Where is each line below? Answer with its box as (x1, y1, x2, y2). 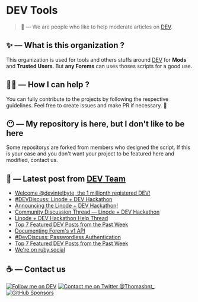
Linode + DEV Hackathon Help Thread (14, 215, 108, 222)
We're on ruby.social (14, 246, 65, 253)
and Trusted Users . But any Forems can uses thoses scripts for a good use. (6, 62, 193, 69)
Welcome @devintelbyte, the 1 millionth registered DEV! (14, 189, 151, 196)
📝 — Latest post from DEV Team (6, 173, 126, 184)
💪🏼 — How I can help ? (6, 80, 90, 90)
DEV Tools (6, 4, 58, 17)
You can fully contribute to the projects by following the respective (6, 96, 169, 103)
